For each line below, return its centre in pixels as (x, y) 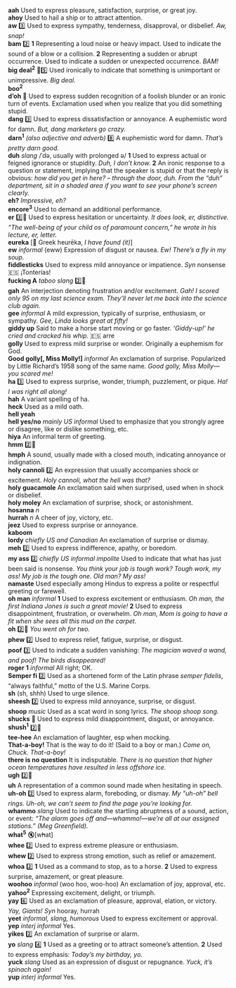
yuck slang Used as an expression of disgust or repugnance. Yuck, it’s (110, 962)
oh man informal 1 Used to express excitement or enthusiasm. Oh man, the (116, 598)
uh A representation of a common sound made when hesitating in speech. (116, 786)
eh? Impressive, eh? (37, 200)
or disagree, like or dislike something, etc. (68, 428)
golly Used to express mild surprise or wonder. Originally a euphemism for (116, 343)
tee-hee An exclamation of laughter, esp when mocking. (90, 737)
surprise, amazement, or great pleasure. (66, 876)
